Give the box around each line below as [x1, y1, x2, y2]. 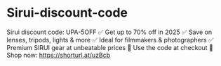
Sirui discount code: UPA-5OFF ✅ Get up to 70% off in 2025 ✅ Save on [6, 28, 212, 36]
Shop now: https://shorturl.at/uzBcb [6, 51, 111, 59]
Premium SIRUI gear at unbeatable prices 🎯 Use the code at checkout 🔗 [6, 43, 213, 51]
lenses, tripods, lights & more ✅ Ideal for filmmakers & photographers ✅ [6, 35, 214, 44]
